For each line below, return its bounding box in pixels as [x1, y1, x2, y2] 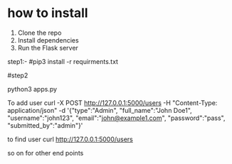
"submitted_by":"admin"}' [7, 121, 83, 129]
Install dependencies [17, 35, 80, 44]
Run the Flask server [17, 43, 78, 52]
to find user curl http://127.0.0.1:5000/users [7, 135, 134, 143]
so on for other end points [7, 148, 84, 157]
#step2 [7, 71, 28, 80]
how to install [7, 5, 88, 21]
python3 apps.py [7, 84, 58, 93]
